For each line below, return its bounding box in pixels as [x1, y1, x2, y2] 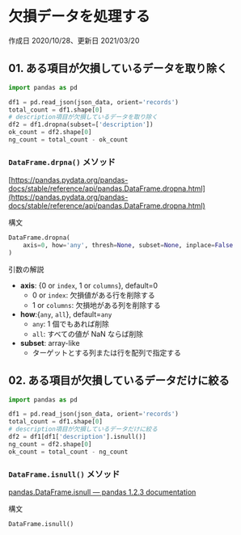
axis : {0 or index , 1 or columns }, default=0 [19, 280, 159, 290]
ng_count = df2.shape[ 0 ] [8, 440, 92, 449]
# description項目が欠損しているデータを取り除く [8, 113, 158, 121]
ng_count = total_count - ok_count [8, 136, 129, 144]
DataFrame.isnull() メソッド [8, 468, 120, 479]
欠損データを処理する [8, 7, 151, 26]
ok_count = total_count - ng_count [8, 448, 129, 456]
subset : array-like [19, 338, 80, 348]
